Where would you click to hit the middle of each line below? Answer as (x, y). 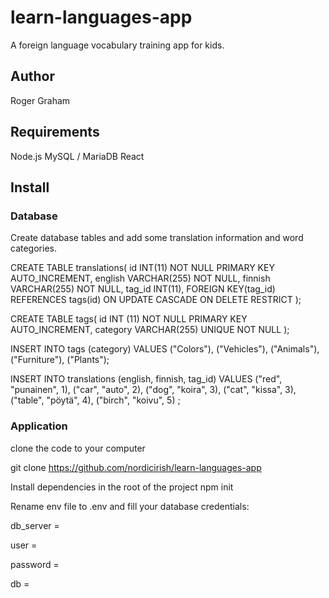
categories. (33, 248)
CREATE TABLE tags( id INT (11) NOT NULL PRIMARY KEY (129, 319)
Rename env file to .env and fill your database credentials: (130, 506)
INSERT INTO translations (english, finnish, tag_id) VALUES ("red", (146, 379)
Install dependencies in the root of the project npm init (122, 487)
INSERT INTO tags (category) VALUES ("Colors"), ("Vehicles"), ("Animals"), (165, 349)
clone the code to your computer (78, 448)
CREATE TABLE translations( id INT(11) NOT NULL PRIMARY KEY (142, 268)
